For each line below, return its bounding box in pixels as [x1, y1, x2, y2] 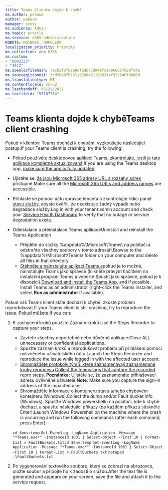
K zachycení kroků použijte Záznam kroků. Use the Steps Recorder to [12, 320, 155, 326]
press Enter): [20, 420, 47, 426]
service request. [12, 479, 47, 485]
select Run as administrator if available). [20, 290, 104, 296]
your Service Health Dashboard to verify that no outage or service [12, 211, 149, 218]
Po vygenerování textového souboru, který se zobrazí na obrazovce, [12, 463, 154, 469]
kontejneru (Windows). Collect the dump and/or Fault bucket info [20, 393, 153, 399]
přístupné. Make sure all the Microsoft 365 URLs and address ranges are [12, 181, 161, 187]
